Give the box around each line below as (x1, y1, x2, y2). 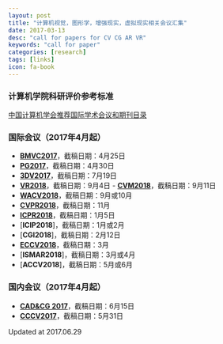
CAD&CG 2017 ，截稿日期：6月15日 (19, 301, 135, 311)
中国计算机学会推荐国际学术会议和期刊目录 (8, 110, 147, 119)
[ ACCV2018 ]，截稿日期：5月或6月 (19, 260, 133, 270)
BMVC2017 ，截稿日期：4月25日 (19, 151, 126, 161)
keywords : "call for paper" (8, 41, 101, 49)
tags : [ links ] (8, 56, 55, 64)
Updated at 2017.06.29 (8, 327, 82, 336)
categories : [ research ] (8, 48, 87, 56)
